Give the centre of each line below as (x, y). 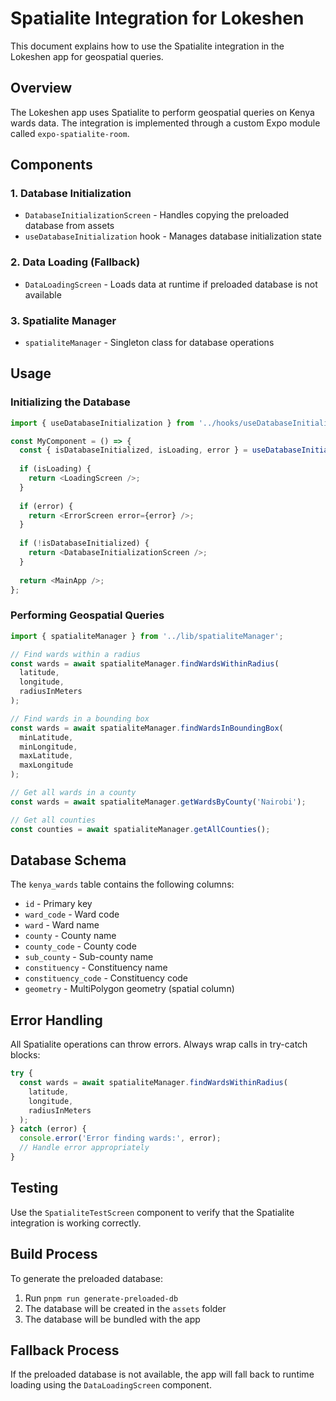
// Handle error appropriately (84, 1148)
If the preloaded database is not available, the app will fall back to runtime (162, 1374)
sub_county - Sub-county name (89, 957)
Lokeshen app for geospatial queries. (87, 56)
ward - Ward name (62, 925)
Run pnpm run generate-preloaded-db (101, 1298)
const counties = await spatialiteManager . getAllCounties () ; (140, 829)
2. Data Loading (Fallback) (75, 262)
